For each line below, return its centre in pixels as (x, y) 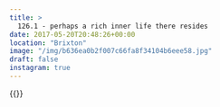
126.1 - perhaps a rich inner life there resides (113, 26)
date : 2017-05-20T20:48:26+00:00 (72, 34)
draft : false (34, 59)
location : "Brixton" (48, 43)
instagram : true (40, 68)
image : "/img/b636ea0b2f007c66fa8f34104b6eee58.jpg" (111, 51)
